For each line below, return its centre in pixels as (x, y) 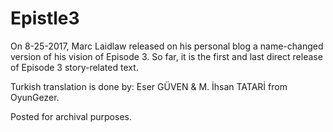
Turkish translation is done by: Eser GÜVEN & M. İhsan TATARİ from (149, 86)
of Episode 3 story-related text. (74, 67)
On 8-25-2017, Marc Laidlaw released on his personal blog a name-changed (167, 46)
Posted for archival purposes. (71, 116)
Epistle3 (45, 18)
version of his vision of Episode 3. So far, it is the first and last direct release (166, 56)
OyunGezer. (35, 97)
